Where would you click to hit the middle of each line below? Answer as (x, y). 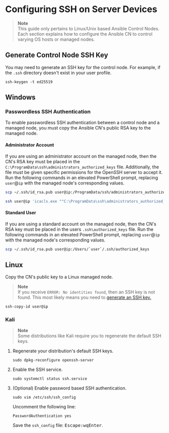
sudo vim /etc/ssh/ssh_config (44, 397)
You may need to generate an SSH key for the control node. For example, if (83, 67)
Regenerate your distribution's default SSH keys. (63, 351)
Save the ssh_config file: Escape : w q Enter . (58, 425)
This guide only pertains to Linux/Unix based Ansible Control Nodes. (89, 28)
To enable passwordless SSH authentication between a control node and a (82, 122)
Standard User (21, 212)
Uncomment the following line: (44, 407)
